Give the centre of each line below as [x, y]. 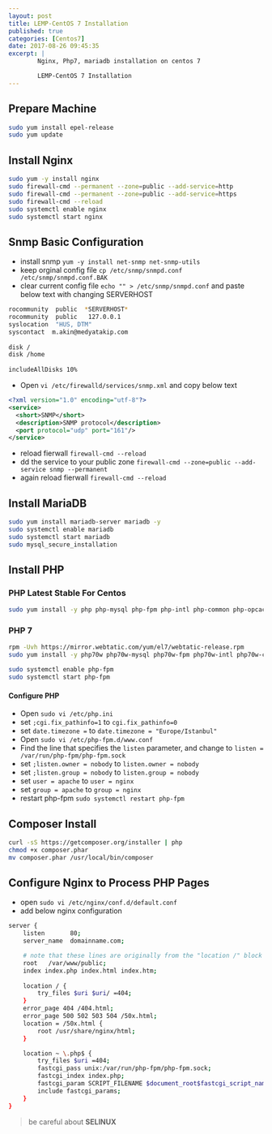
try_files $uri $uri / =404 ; [85, 994]
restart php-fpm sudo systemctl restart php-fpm [102, 798]
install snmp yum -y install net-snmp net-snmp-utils [110, 261]
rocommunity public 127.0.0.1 [65, 317]
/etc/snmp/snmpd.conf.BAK [64, 278]
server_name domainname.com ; [74, 941]
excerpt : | [27, 54]
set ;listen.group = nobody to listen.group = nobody [110, 773]
